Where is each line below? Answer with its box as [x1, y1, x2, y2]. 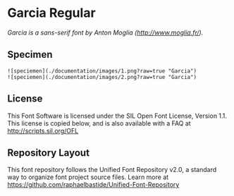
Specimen [7, 49, 53, 61]
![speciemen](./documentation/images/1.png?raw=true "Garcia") [7, 67, 197, 75]
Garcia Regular [7, 5, 97, 21]
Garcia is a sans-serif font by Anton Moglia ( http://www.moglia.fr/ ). [7, 28, 204, 37]
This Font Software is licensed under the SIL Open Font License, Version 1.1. [7, 111, 228, 120]
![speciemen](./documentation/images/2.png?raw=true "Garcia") [7, 73, 197, 80]
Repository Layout [7, 147, 90, 159]
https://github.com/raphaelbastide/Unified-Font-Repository [7, 180, 180, 189]
